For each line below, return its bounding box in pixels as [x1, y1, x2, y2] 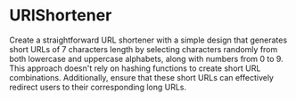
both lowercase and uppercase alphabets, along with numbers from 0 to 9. [9, 53, 284, 64]
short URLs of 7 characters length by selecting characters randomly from [9, 43, 278, 54]
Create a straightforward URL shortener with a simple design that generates [9, 35, 288, 45]
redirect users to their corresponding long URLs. [9, 82, 187, 92]
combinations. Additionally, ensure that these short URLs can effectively [9, 72, 275, 82]
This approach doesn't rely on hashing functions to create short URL [9, 63, 261, 74]
